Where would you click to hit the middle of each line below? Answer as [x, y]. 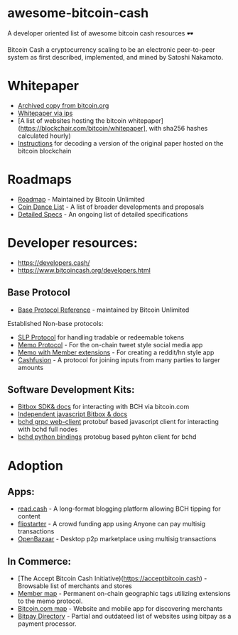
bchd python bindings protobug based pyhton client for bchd [107, 437]
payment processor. [47, 624]
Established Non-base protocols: [55, 323]
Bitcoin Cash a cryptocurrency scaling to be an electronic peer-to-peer [111, 49]
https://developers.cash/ [54, 262]
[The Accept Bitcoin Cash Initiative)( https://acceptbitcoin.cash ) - [112, 579]
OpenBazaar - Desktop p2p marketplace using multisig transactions [117, 539]
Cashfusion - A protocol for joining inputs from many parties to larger [119, 359]
